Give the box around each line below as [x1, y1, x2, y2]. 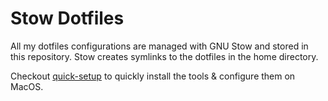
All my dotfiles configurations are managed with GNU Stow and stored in [10, 40, 309, 52]
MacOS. [10, 80, 44, 92]
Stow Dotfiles [10, 7, 125, 30]
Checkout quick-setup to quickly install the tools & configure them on [10, 70, 296, 82]
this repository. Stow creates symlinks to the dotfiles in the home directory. [10, 50, 319, 62]
